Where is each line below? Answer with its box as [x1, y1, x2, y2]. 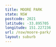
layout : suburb [5, 35, 36, 40]
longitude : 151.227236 [5, 25, 51, 30]
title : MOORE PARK [5, 7, 42, 12]
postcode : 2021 [5, 16, 36, 21]
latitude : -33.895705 [5, 21, 49, 26]
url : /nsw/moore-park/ [5, 30, 51, 35]
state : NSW [5, 12, 27, 17]
